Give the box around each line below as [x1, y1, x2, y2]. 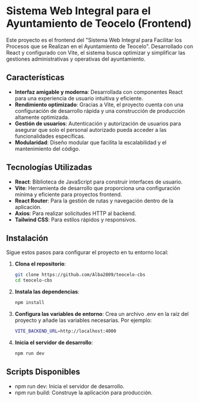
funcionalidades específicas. [14, 132, 86, 140]
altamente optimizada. [14, 113, 70, 121]
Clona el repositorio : [14, 260, 67, 268]
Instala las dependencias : [14, 288, 80, 295]
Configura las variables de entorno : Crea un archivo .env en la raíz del [14, 311, 189, 317]
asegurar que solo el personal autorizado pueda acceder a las [14, 126, 167, 133]
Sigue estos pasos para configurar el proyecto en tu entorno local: [6, 249, 169, 256]
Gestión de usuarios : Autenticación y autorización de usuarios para [14, 120, 181, 127]
